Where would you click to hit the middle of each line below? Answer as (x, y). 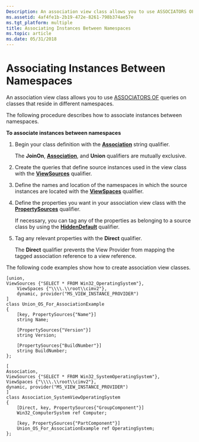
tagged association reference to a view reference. (76, 256)
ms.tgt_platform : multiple (39, 22)
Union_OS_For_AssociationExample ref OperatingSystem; (86, 428)
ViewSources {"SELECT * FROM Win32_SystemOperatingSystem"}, (83, 376)
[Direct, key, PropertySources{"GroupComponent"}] (81, 408)
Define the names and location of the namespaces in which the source (101, 185)
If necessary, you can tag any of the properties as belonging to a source (103, 220)
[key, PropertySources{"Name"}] (57, 314)
